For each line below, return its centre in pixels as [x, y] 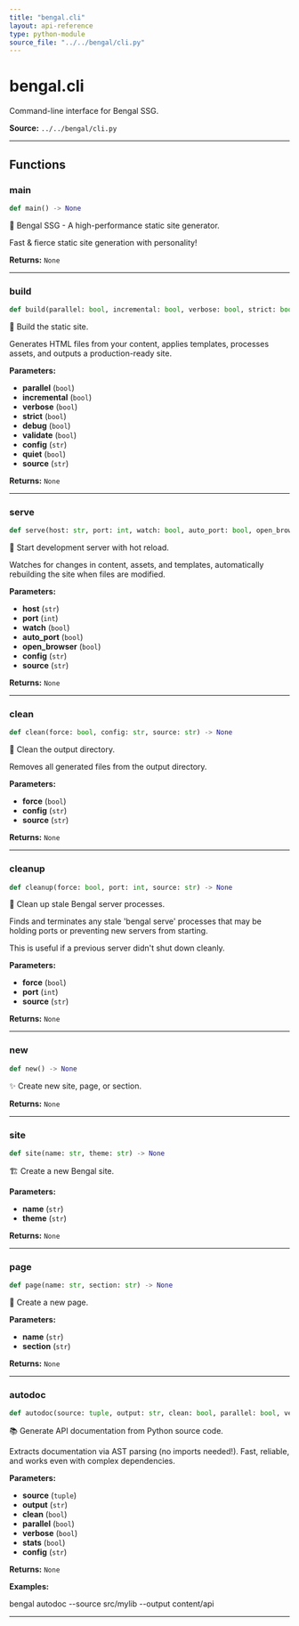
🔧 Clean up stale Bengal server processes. [87, 904]
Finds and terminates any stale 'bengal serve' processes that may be [136, 921]
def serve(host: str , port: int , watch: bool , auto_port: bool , [131, 530]
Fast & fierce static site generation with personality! [103, 242]
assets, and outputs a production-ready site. [90, 353]
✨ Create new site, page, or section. [76, 1086]
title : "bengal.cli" [48, 17]
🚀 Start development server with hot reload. [89, 547]
